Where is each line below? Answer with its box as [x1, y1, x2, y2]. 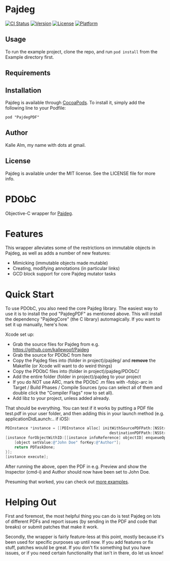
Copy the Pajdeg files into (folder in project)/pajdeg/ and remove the [12, 357, 156, 364]
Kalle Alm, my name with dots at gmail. [5, 142, 86, 148]
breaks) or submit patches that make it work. [5, 524, 99, 530]
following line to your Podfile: [5, 105, 66, 111]
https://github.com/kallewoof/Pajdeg [12, 347, 90, 353]
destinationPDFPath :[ [109, 430, 155, 435]
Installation [5, 86, 41, 95]
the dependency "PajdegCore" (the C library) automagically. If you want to [5, 316, 160, 322]
